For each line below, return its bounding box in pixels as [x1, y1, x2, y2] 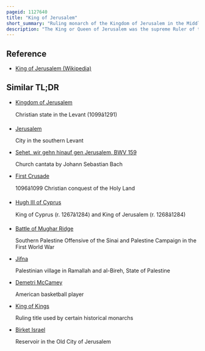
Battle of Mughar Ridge [15, 225, 74, 232]
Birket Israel [15, 326, 46, 333]
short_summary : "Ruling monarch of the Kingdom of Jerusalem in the [6, 20, 184, 26]
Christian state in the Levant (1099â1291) [15, 110, 118, 118]
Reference [6, 48, 47, 59]
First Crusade [15, 172, 50, 179]
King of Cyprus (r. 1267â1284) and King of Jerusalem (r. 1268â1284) [15, 211, 186, 218]
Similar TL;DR [6, 82, 59, 93]
